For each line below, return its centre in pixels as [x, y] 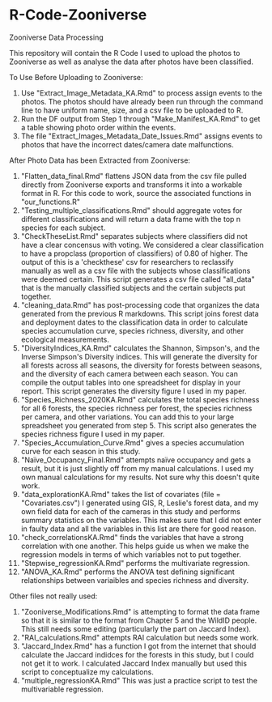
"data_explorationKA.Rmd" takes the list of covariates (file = [121, 494]
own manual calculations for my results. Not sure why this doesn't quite [140, 477]
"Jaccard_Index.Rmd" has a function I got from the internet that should [138, 646]
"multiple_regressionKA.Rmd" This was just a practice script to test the [139, 680]
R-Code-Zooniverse [78, 15]
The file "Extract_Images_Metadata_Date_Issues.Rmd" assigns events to [142, 136]
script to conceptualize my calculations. [87, 672]
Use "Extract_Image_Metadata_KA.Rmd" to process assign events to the [141, 93]
